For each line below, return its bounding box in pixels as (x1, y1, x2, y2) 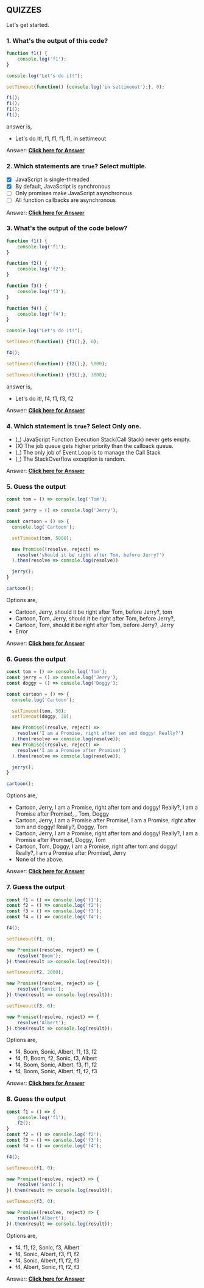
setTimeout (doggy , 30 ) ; (12, 713, 72, 720)
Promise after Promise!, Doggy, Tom (15, 836, 106, 844)
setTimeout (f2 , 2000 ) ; (6, 969, 64, 975)
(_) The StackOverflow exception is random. (15, 455, 126, 463)
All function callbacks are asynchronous (15, 196, 116, 204)
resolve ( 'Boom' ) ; (17, 953, 62, 959)
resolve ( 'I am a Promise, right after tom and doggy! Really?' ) (17, 731, 184, 737)
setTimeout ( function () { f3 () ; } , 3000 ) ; (6, 371, 108, 378)
